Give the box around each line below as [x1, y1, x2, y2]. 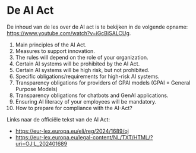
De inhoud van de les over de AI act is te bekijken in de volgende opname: [7, 23, 188, 30]
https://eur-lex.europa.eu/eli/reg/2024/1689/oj [15, 127, 129, 135]
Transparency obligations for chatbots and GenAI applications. [15, 92, 169, 99]
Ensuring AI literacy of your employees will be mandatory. [15, 98, 157, 105]
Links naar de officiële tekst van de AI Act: [7, 115, 110, 123]
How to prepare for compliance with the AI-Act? [15, 104, 132, 111]
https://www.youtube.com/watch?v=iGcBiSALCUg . [7, 29, 131, 36]
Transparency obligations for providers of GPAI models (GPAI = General [15, 79, 191, 86]
